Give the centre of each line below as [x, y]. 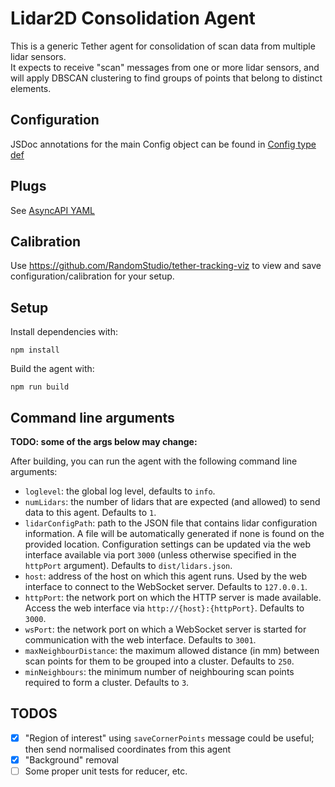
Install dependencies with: [64, 332]
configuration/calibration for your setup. [92, 276]
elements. [31, 88]
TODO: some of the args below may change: [104, 441]
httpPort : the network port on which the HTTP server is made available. [173, 597]
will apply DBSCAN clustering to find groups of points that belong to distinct [166, 78]
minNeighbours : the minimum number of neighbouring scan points [159, 671]
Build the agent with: [52, 369]
